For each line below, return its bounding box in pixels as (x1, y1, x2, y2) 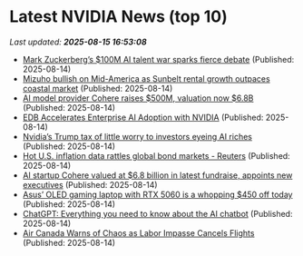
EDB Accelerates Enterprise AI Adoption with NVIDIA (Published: (22, 112, 264, 123)
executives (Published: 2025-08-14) (22, 179, 158, 190)
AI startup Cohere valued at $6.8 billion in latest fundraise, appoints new (22, 170, 293, 181)
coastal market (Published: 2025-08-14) (22, 83, 173, 94)
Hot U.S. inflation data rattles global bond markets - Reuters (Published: (22, 150, 290, 161)
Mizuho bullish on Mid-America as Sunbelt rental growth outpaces (22, 73, 270, 84)
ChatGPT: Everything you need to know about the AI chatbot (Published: (22, 208, 293, 219)
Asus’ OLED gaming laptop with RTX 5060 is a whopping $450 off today (22, 189, 293, 200)
